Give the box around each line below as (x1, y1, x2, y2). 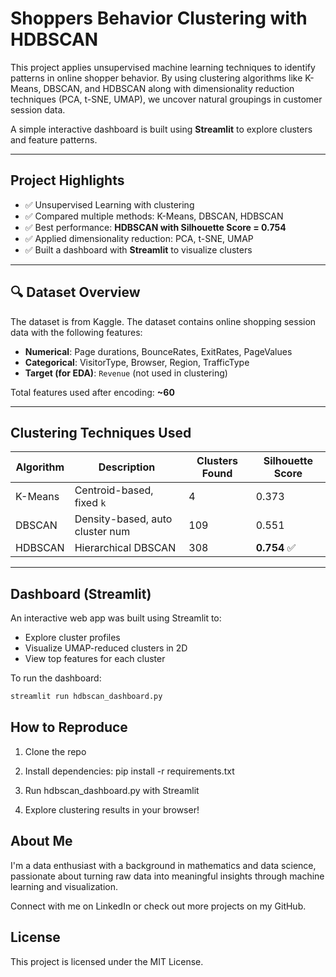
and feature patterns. (10, 133, 98, 146)
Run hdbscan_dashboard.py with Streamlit (24, 784, 200, 796)
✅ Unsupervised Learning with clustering (24, 198, 195, 211)
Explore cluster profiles (24, 632, 121, 644)
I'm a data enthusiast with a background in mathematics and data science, (10, 859, 317, 871)
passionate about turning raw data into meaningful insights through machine (10, 870, 325, 882)
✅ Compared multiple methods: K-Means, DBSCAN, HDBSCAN (24, 210, 284, 222)
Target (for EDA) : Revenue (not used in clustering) (24, 367, 228, 379)
